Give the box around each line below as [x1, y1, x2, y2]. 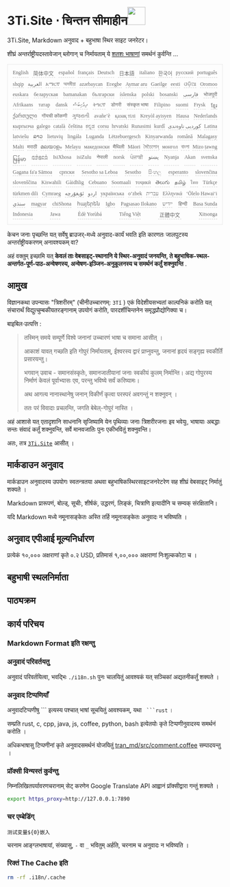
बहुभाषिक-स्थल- [174, 251, 210, 260]
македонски [84, 143, 110, 150]
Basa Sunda [192, 200, 218, 207]
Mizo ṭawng [192, 143, 218, 150]
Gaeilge [151, 80, 168, 87]
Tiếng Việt [118, 210, 142, 218]
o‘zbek [127, 189, 142, 197]
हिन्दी [178, 200, 188, 207]
